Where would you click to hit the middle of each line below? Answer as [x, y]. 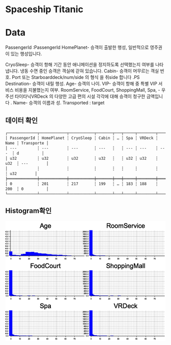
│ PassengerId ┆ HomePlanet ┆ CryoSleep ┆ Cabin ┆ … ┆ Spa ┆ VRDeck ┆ [82, 138]
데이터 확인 [22, 120]
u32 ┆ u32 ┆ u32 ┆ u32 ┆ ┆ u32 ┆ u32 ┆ [84, 158]
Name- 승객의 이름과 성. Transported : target [59, 103]
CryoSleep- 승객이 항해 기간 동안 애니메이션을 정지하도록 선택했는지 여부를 [80, 65]
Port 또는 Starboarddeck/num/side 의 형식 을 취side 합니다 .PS [76, 77]
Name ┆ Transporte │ [27, 143]
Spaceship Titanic [45, 9]
